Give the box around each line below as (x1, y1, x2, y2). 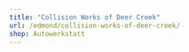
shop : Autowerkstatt (9, 29, 86, 38)
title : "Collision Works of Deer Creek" (9, 12, 161, 22)
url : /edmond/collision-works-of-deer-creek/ (9, 21, 180, 30)
